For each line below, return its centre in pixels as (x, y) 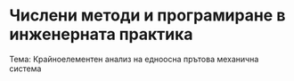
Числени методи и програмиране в (147, 16)
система (25, 69)
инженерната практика (101, 34)
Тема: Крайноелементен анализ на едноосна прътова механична (134, 59)
